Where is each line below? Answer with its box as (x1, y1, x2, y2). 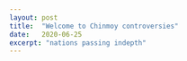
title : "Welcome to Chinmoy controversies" (9, 22, 179, 30)
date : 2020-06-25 (9, 30, 83, 39)
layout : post (9, 13, 58, 22)
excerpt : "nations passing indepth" (9, 38, 147, 48)
